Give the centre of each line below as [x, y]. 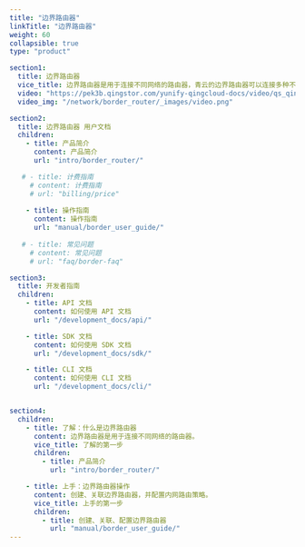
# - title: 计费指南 [57, 177]
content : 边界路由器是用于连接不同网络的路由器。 [116, 436]
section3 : [28, 278]
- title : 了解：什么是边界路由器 [81, 428]
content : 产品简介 [65, 152]
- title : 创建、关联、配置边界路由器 [104, 520]
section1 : [28, 68]
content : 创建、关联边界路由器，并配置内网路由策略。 [123, 495]
